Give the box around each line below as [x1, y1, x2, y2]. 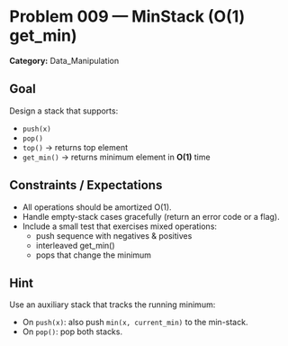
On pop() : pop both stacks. [22, 326, 123, 337]
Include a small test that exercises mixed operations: [22, 221, 218, 232]
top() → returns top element [22, 141, 129, 152]
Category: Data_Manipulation [9, 55, 120, 66]
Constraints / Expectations [9, 178, 163, 193]
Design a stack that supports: [9, 105, 119, 116]
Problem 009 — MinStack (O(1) [9, 6, 246, 27]
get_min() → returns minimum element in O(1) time [22, 151, 211, 162]
